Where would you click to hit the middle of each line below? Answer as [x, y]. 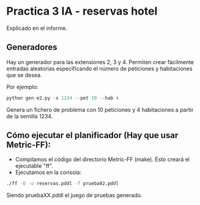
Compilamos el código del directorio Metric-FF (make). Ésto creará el [102, 159]
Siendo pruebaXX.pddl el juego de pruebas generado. [74, 195]
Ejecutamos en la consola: [48, 173]
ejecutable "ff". [34, 166]
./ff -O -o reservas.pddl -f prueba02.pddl [63, 184]
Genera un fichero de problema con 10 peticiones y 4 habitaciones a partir [100, 110]
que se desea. [24, 75]
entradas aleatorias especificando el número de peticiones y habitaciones [99, 68]
